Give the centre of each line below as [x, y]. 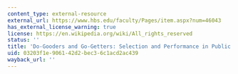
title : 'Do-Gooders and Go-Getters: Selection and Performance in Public [119, 47]
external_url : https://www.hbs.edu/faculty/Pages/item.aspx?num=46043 [114, 20]
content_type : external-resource [57, 14]
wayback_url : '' [31, 60]
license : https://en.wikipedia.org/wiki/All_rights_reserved [100, 33]
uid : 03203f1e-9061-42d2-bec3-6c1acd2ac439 [73, 54]
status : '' [24, 40]
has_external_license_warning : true [62, 27]
